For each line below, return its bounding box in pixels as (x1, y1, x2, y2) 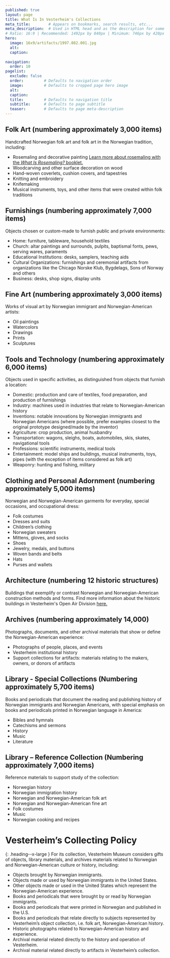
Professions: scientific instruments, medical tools (12, 446, 116, 452)
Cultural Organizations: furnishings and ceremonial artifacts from (12, 259, 149, 265)
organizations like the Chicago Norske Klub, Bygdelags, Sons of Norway (12, 264, 164, 270)
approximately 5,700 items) (5, 683, 95, 692)
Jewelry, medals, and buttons (12, 545, 75, 552)
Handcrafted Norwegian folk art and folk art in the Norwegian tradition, (5, 139, 153, 145)
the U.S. (12, 909, 29, 916)
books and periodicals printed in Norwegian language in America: (5, 707, 143, 713)
